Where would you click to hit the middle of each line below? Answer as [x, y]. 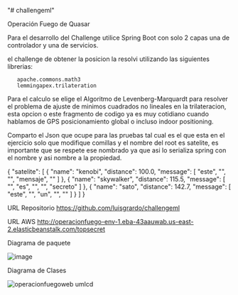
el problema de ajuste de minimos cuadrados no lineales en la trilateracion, [117, 106]
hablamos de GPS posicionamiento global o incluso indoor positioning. [111, 121]
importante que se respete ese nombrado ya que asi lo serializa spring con [117, 150]
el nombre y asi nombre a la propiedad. [65, 158]
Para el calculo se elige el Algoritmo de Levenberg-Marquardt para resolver [118, 99]
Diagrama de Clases [37, 270]
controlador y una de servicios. [53, 45]
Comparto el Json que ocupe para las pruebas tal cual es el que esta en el [116, 135]
